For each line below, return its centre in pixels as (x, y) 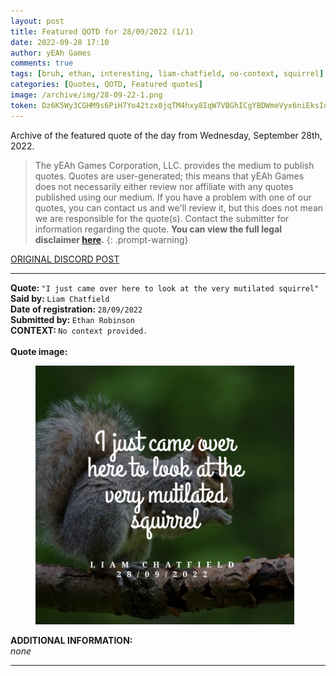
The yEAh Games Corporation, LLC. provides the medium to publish (174, 165)
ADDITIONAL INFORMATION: (71, 640)
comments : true (42, 63)
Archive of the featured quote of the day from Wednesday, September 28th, (166, 135)
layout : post (37, 21)
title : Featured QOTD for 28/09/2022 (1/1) (102, 31)
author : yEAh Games (51, 53)
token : (24, 105)
